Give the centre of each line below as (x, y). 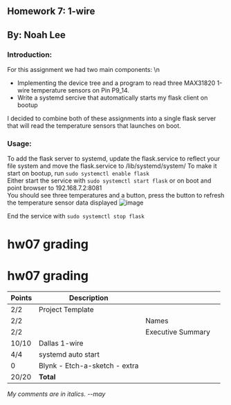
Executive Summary (178, 332)
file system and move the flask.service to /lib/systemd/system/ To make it (112, 166)
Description (89, 298)
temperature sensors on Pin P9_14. (80, 91)
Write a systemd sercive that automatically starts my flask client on (112, 98)
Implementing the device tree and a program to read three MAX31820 (116, 83)
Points (21, 298)
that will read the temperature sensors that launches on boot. (94, 126)
